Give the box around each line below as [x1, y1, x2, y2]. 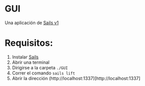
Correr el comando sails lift [12, 70, 76, 76]
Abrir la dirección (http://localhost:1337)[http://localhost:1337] [12, 75, 140, 81]
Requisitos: [5, 37, 53, 49]
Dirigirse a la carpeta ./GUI [12, 64, 68, 70]
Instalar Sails [12, 54, 39, 60]
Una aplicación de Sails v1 [5, 20, 59, 26]
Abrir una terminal [12, 59, 50, 65]
